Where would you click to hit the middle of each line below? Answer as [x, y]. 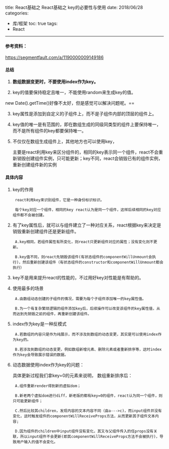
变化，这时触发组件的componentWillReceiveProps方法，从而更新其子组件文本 [84, 416]
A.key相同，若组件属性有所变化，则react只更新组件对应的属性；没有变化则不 [84, 242]
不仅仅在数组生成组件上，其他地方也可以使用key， [65, 141]
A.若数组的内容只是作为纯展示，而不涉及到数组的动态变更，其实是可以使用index [87, 334]
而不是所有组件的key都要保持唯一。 [49, 131]
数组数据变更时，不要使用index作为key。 [55, 82]
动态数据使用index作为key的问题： [48, 364]
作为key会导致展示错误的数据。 [40, 355]
